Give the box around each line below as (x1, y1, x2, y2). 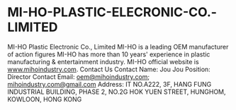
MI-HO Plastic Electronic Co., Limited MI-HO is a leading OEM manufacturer (7, 42, 229, 51)
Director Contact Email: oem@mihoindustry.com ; (7, 72, 150, 81)
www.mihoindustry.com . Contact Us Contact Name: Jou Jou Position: (7, 65, 210, 73)
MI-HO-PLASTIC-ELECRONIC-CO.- (7, 4, 218, 20)
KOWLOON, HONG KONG (7, 94, 82, 103)
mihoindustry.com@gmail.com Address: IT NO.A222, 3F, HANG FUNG (7, 80, 212, 88)
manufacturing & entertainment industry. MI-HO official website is (7, 57, 200, 66)
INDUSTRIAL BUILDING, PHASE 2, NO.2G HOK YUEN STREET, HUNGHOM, (7, 87, 226, 96)
